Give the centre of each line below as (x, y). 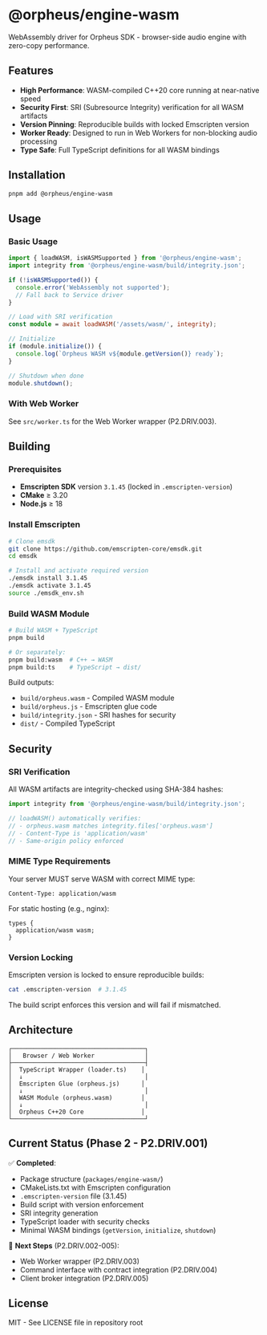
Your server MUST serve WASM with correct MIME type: (102, 879)
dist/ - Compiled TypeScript (67, 723)
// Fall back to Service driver (70, 295)
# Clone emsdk (32, 541)
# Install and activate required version (79, 571)
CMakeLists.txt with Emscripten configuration (95, 1187)
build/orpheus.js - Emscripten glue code (89, 706)
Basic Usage (33, 241)
